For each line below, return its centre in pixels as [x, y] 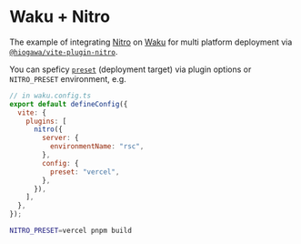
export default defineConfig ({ [69, 104]
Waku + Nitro [60, 17]
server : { [60, 138]
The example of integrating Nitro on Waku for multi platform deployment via [151, 42]
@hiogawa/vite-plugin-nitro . [64, 51]
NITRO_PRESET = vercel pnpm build [70, 231]
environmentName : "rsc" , [97, 147]
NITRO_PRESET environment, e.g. [68, 78]
